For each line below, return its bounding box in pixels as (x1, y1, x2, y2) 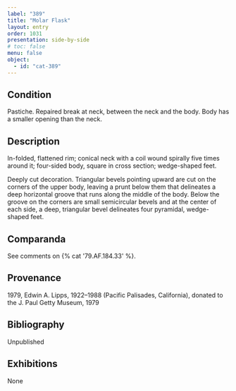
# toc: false (7, 43, 46, 50)
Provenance (7, 272, 62, 284)
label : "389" (7, 10, 46, 18)
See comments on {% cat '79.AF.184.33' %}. (7, 252, 136, 261)
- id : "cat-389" (13, 63, 61, 70)
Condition (7, 89, 51, 101)
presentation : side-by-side (7, 37, 90, 44)
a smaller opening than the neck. (7, 115, 103, 123)
